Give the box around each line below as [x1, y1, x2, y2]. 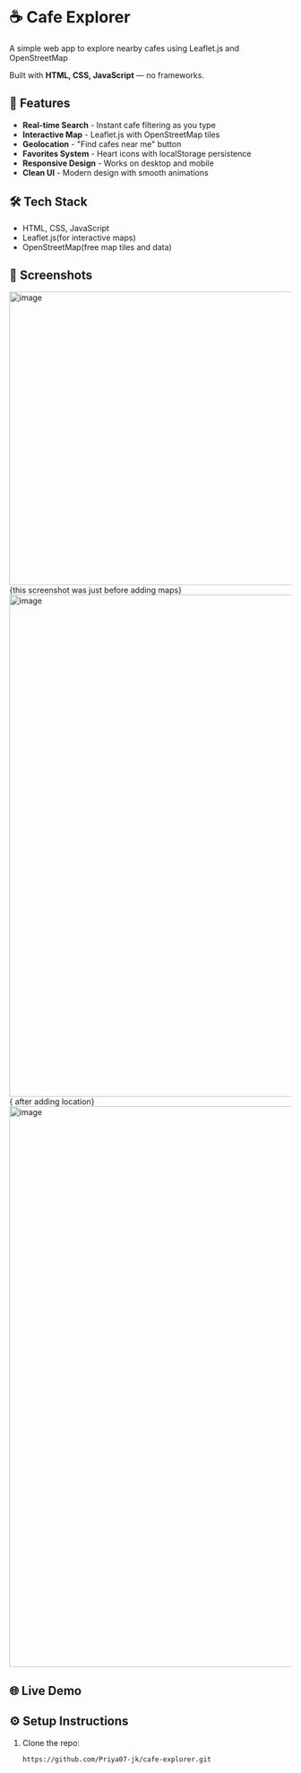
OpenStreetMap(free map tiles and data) [21, 241, 172, 252]
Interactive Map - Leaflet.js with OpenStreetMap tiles [21, 129, 220, 140]
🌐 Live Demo [9, 1682, 82, 1699]
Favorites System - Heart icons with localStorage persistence [21, 148, 252, 159]
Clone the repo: [21, 1737, 81, 1748]
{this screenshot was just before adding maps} [9, 584, 182, 596]
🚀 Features [9, 96, 71, 111]
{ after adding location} [9, 1096, 95, 1107]
